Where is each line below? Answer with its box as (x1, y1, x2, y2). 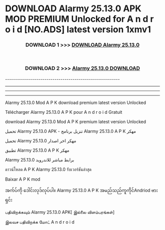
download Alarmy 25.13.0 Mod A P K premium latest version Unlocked (5, 119, 146, 125)
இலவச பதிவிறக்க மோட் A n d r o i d (5, 219, 75, 225)
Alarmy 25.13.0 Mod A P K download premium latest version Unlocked (5, 99, 146, 105)
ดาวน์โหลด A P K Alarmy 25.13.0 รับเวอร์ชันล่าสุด (5, 166, 92, 172)
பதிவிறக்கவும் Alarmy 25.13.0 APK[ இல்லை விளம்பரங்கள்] (5, 209, 115, 215)
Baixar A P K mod (5, 176, 41, 182)
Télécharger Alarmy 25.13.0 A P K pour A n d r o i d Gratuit (5, 109, 123, 115)
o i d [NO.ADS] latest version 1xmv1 (5, 24, 151, 35)
